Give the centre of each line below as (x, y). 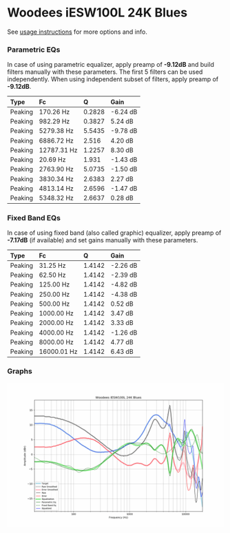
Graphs (20, 371)
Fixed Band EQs (34, 218)
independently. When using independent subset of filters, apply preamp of (113, 79)
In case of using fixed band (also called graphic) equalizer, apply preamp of (114, 233)
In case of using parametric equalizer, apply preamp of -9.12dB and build (111, 65)
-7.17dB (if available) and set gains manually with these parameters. (103, 240)
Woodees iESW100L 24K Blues (97, 13)
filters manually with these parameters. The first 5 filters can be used (105, 72)
